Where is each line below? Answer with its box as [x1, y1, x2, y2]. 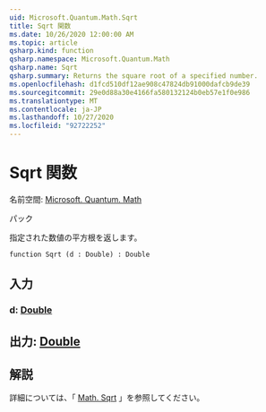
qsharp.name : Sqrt [9, 64, 78, 73]
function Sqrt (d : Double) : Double [9, 250, 150, 259]
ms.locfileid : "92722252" [9, 122, 106, 131]
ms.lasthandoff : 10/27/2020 [9, 113, 115, 122]
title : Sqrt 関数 [9, 21, 72, 30]
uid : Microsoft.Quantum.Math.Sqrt [9, 13, 139, 22]
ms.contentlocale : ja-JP [9, 105, 102, 114]
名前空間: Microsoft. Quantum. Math [9, 193, 142, 204]
